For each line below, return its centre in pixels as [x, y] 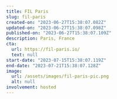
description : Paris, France [41, 38]
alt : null [23, 82]
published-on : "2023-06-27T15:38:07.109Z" [59, 33]
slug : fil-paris [26, 17]
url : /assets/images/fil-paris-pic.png [60, 76]
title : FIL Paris [27, 11]
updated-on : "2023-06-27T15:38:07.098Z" [56, 28]
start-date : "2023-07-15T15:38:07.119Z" [56, 60]
